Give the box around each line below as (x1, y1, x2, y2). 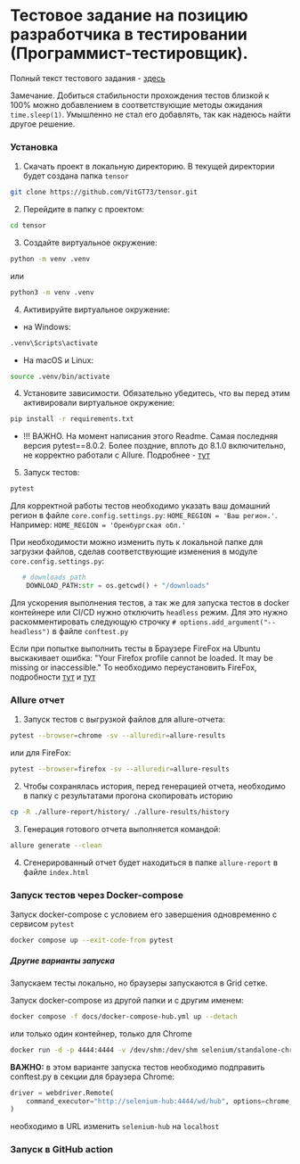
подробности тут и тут (10, 671, 96, 682)
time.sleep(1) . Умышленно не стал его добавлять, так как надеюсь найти (10, 109, 291, 120)
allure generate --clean (10, 840, 102, 850)
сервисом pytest (10, 919, 75, 929)
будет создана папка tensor (22, 170, 129, 181)
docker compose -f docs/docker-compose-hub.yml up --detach (10, 1011, 239, 1021)
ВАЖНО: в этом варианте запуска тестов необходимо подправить (10, 1061, 265, 1072)
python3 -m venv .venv (10, 287, 94, 297)
